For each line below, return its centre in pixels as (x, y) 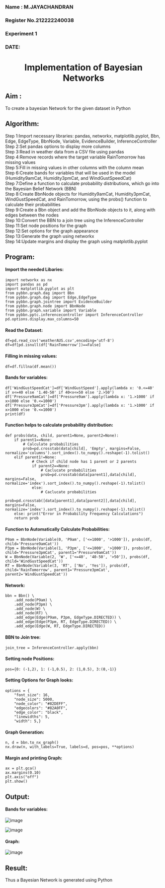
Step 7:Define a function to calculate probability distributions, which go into (82, 183)
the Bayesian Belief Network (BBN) (41, 188)
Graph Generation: (25, 732)
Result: (16, 868)
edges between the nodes (32, 215)
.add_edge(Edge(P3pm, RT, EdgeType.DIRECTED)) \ (65, 622)
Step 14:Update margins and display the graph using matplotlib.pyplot (77, 241)
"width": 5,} (28, 721)
